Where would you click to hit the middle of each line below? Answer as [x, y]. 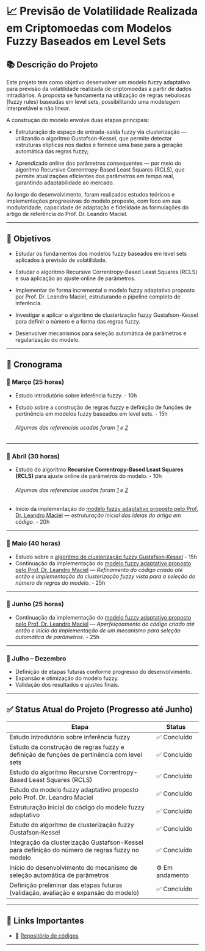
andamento [173, 875]
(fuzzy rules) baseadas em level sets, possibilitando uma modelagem [93, 102]
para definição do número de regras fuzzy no [74, 850]
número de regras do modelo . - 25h [60, 582]
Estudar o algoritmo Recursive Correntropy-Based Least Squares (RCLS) [106, 272]
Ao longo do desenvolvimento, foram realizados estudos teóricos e [91, 194]
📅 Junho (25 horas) [35, 604]
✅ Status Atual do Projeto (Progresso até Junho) [100, 710]
